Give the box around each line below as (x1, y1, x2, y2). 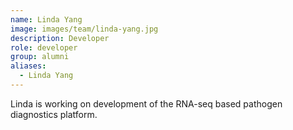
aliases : (10, 61, 47, 71)
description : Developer (10, 33, 110, 43)
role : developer (10, 42, 78, 53)
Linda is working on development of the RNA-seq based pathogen (10, 97, 283, 110)
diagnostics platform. (10, 108, 98, 120)
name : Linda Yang (10, 14, 83, 25)
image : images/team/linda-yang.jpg (10, 24, 159, 34)
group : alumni (10, 52, 70, 62)
